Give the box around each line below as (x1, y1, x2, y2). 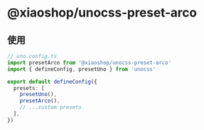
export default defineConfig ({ (7, 78, 98, 85)
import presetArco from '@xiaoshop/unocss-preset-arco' (7, 59, 171, 66)
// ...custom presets (19, 104, 82, 111)
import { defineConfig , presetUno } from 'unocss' (7, 66, 156, 73)
